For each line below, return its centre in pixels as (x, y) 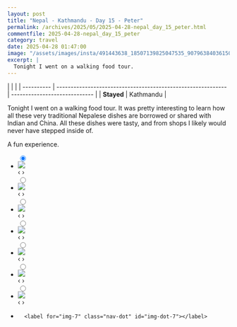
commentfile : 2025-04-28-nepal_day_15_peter (74, 34)
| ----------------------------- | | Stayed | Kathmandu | (87, 94)
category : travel (33, 40)
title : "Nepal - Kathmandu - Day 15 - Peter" (75, 21)
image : (17, 54)
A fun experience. (33, 144)
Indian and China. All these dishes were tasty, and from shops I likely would (117, 123)
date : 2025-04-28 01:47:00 (47, 47)
